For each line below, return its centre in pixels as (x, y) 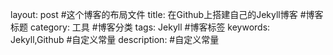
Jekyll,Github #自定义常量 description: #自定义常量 (115, 39)
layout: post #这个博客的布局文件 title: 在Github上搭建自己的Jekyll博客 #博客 (167, 14)
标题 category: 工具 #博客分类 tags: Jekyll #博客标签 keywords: (140, 27)
